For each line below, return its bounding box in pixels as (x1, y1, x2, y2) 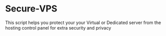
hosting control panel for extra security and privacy (5, 24, 111, 30)
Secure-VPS (5, 3, 58, 14)
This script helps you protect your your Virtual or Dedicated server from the (5, 19, 161, 25)
